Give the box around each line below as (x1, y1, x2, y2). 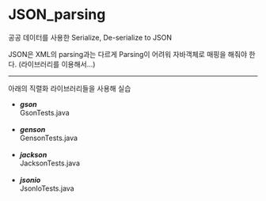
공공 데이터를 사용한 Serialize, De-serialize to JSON (8, 32, 173, 42)
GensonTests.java (19, 133, 78, 142)
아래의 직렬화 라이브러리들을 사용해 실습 (8, 83, 131, 93)
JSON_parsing (8, 6, 106, 24)
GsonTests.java (19, 108, 70, 117)
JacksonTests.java (19, 158, 81, 168)
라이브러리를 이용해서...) (21, 59, 96, 69)
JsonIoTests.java (19, 184, 74, 193)
